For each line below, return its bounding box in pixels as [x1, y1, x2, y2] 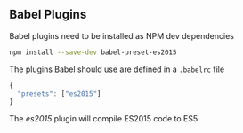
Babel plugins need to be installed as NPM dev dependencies [9, 30, 234, 41]
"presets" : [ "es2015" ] [17, 89, 101, 98]
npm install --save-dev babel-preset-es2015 [9, 48, 177, 57]
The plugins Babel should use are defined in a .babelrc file [9, 64, 225, 74]
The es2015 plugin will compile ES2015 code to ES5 [9, 113, 198, 124]
